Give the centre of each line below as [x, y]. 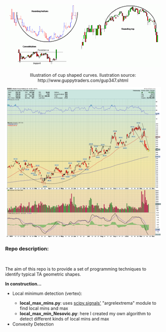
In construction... [23, 284]
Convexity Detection [33, 324]
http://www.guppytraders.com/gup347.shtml [83, 80]
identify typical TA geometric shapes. [43, 274]
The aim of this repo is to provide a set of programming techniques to [76, 269]
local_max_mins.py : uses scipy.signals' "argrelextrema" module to [88, 303]
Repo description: [27, 248]
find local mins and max [44, 308]
